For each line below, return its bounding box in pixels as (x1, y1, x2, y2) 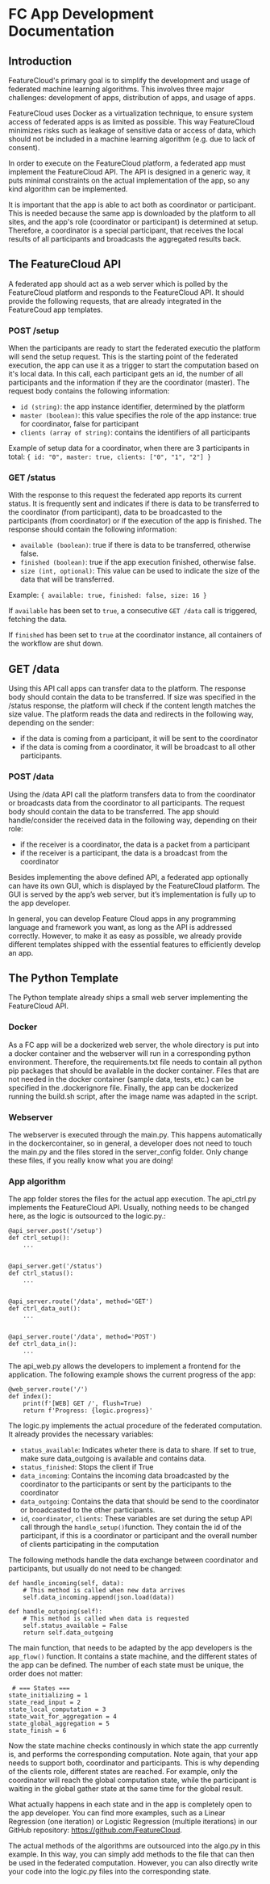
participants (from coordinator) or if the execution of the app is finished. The (8, 516, 262, 526)
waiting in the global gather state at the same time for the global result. (8, 1784, 243, 1794)
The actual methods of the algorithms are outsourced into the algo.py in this (8, 1841, 260, 1851)
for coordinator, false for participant (19, 419, 139, 429)
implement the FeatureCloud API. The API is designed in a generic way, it (8, 167, 251, 176)
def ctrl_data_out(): (8, 1305, 81, 1313)
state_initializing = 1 (8, 1692, 89, 1700)
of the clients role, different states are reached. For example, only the (8, 1767, 238, 1777)
